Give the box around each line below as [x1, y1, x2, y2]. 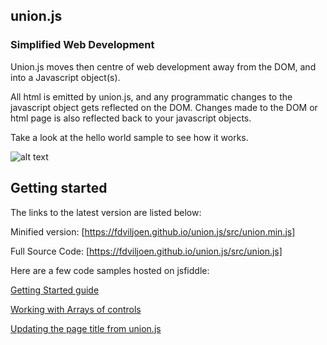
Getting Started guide [10, 284, 100, 296]
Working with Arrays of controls [10, 303, 142, 315]
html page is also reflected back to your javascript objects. [10, 112, 252, 124]
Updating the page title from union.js [10, 322, 162, 334]
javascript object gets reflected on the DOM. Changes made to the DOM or [10, 101, 318, 113]
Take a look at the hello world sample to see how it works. [10, 131, 249, 143]
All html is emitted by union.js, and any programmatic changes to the [10, 90, 293, 103]
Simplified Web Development [10, 38, 155, 52]
